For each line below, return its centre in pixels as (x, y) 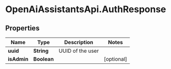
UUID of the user (79, 51)
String (41, 51)
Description (79, 42)
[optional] (116, 59)
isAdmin (18, 59)
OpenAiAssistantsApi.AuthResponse (86, 9)
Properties (22, 28)
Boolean (43, 59)
